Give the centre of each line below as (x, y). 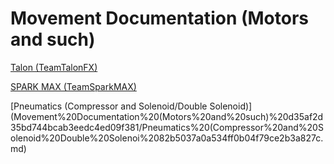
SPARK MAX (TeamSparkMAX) (73, 86)
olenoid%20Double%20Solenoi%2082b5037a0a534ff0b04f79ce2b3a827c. (167, 138)
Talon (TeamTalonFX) (54, 67)
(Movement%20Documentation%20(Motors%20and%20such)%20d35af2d (167, 116)
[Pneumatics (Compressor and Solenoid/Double (109, 106)
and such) (53, 39)
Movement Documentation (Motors (159, 18)
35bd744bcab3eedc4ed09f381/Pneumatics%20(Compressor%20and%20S (167, 127)
